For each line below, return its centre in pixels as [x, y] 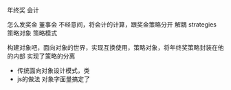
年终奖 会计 [23, 10]
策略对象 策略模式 [32, 33]
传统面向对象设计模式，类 [53, 71]
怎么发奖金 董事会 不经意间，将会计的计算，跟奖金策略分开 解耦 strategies [112, 25]
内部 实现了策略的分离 [44, 56]
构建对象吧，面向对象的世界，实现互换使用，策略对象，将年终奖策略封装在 [112, 47]
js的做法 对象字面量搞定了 [54, 79]
